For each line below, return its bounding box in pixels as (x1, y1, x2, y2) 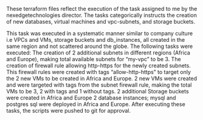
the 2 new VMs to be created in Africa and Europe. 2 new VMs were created (6, 75, 198, 82)
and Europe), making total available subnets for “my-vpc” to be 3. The (6, 56, 181, 62)
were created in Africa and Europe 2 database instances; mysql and (6, 94, 176, 101)
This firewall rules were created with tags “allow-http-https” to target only (6, 68, 191, 75)
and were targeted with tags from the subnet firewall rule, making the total (6, 81, 192, 88)
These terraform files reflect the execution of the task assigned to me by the (6, 5, 198, 12)
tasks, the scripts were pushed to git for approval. (6, 107, 131, 114)
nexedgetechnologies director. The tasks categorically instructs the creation (6, 12, 198, 19)
